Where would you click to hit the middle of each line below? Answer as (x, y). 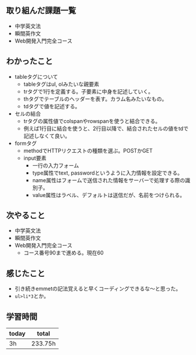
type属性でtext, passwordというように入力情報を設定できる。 (107, 173)
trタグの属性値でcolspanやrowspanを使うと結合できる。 (92, 121)
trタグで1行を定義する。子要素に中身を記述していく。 (88, 91)
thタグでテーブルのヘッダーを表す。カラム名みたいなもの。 (95, 99)
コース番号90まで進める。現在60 (63, 253)
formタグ (26, 143)
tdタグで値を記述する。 (52, 106)
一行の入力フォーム (55, 165)
